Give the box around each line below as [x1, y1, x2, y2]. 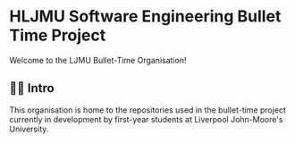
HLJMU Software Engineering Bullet [9, 6, 282, 27]
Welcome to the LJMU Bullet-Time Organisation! [9, 55, 187, 65]
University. [9, 123, 49, 134]
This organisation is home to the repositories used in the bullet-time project [9, 105, 286, 115]
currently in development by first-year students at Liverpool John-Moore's [9, 114, 283, 124]
